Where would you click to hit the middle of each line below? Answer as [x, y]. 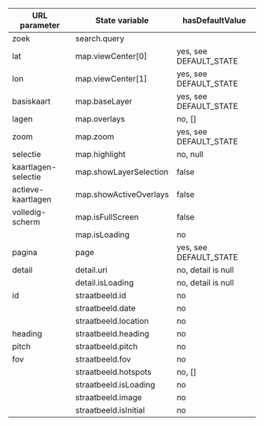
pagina [25, 252]
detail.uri [91, 270]
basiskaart [31, 101]
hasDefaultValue [214, 20]
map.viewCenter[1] [111, 79]
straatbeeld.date [105, 308]
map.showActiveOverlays [122, 194]
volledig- [29, 212]
